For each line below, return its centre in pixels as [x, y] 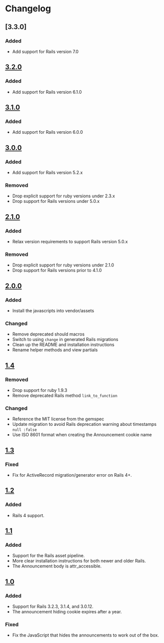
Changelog [28, 9]
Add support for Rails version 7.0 [45, 51]
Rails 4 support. [28, 515]
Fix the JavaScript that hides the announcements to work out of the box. [85, 635]
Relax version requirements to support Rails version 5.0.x [70, 241]
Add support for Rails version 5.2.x [47, 172]
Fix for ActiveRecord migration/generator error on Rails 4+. [72, 475]
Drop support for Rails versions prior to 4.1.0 [57, 270]
